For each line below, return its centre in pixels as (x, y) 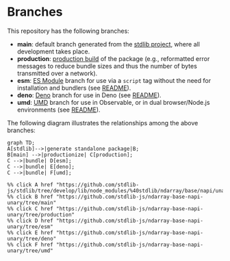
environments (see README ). (59, 110)
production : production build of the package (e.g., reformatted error (113, 58)
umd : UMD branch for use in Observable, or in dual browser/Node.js (113, 102)
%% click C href (30, 209)
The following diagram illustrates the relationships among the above (103, 123)
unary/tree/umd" (30, 251)
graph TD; (21, 142)
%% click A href (30, 185)
